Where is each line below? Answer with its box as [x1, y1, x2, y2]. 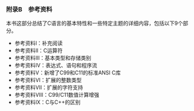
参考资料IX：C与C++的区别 [14, 99, 81, 106]
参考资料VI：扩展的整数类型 [14, 77, 82, 84]
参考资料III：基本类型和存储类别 [14, 54, 92, 61]
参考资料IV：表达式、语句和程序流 [14, 62, 98, 69]
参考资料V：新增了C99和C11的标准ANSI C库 [14, 69, 121, 76]
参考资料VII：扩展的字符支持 [14, 84, 83, 91]
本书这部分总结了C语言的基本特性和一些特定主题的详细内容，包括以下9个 [6, 19, 183, 27]
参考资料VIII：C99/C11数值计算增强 [14, 92, 99, 99]
